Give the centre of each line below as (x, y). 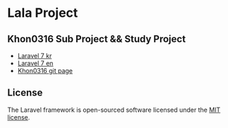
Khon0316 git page (45, 71)
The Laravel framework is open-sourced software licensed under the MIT (114, 110)
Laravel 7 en (35, 63)
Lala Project (43, 13)
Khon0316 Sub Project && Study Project (96, 39)
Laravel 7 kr (35, 56)
